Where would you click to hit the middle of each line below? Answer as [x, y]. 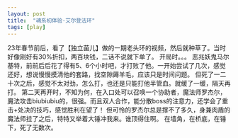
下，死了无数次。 [32, 127]
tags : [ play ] [27, 27]
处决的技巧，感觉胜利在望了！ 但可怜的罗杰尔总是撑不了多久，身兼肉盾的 [124, 110]
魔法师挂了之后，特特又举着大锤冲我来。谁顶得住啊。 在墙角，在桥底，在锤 [117, 119]
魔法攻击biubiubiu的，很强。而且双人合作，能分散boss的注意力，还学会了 [115, 101]
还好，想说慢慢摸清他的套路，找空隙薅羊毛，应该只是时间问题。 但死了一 [114, 74]
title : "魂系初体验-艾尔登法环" [51, 21]
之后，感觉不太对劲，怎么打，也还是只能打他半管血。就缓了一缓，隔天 [122, 84]
